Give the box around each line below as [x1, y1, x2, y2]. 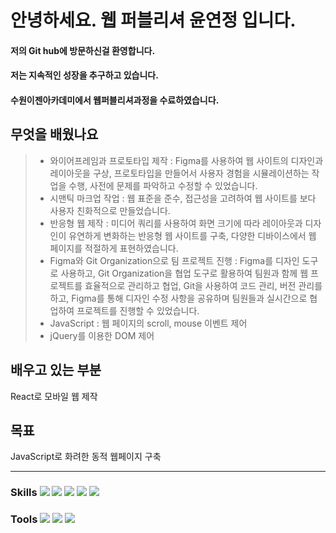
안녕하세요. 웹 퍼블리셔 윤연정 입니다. [10, 9, 297, 32]
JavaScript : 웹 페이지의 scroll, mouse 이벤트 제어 [49, 317, 248, 329]
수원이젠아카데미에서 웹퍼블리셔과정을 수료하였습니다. [10, 94, 220, 106]
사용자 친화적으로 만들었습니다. [49, 204, 171, 216]
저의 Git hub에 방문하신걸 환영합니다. [10, 44, 156, 56]
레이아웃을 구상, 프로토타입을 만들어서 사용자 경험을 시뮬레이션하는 [49, 167, 310, 179]
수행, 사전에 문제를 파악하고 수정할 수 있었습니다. [68, 179, 258, 191]
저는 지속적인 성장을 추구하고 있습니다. [10, 69, 159, 81]
